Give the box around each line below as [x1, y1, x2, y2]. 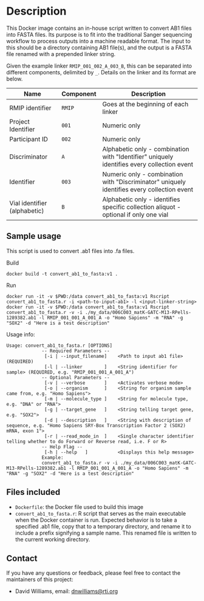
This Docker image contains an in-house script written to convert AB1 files [6, 24, 192, 32]
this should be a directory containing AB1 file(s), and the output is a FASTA [6, 44, 192, 51]
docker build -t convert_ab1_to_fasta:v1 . [6, 271, 118, 277]
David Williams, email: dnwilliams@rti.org [15, 588, 118, 595]
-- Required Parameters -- [41, 347, 110, 354]
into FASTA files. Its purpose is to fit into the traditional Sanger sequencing [6, 30, 192, 38]
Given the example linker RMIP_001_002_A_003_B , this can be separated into [6, 62, 192, 69]
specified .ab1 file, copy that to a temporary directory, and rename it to [15, 522, 191, 530]
